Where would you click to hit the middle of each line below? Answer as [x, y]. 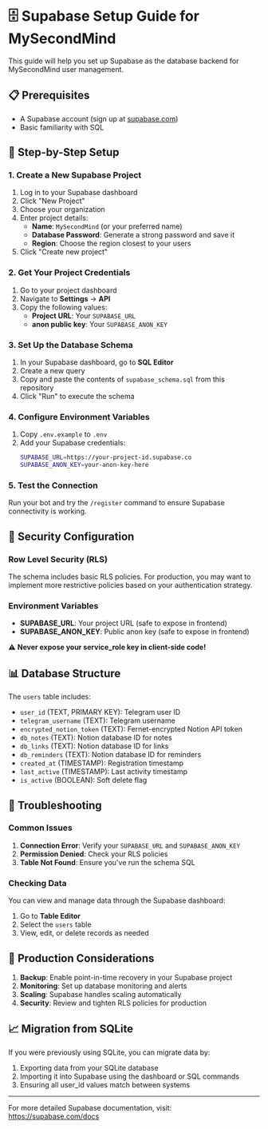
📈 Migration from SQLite [71, 1029]
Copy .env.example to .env [63, 434]
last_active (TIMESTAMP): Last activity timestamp [104, 772]
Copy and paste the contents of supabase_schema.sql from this [122, 379]
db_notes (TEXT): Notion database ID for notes [96, 738]
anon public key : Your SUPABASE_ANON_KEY [99, 324]
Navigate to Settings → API [65, 298]
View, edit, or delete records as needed [84, 933]
